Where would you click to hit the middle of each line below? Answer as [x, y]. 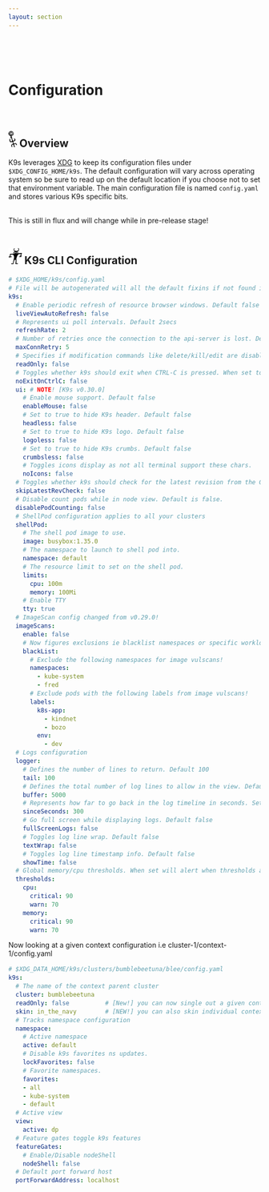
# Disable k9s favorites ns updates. [86, 1054]
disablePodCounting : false [60, 508]
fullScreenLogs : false [60, 829]
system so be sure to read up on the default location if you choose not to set [134, 179]
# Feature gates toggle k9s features [78, 1138]
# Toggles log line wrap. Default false [91, 837]
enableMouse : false [55, 407]
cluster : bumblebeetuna [55, 995]
